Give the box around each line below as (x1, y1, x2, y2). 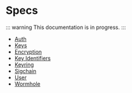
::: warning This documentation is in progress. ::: (5, 24, 127, 31)
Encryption (14, 48, 42, 55)
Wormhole (14, 80, 41, 88)
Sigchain (14, 67, 37, 74)
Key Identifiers (14, 54, 51, 62)
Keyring (14, 61, 35, 68)
